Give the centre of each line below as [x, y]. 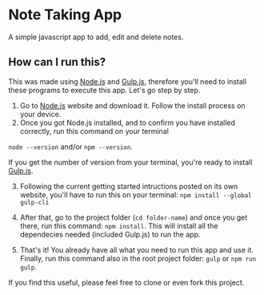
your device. [40, 114]
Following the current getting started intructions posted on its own [129, 186]
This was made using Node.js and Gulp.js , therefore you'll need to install [127, 81]
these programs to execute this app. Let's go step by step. [104, 90]
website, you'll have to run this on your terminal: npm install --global [136, 195]
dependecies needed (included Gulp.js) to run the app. [110, 234]
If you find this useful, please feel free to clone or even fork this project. [126, 282]
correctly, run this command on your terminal [94, 131]
